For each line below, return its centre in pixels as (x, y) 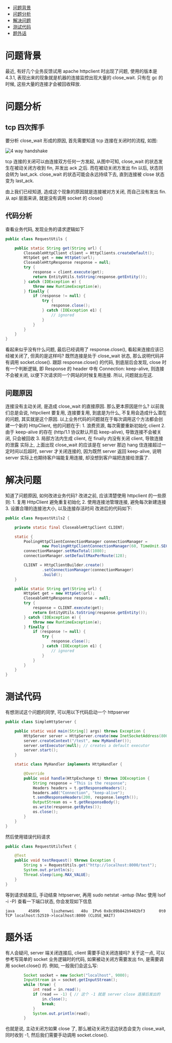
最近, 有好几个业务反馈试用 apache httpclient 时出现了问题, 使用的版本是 (81, 71)
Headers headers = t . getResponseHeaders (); (80, 788)
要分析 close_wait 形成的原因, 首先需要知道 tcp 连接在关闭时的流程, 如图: (81, 140)
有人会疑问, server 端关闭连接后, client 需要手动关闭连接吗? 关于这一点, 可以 (85, 953)
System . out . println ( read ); (61, 1013)
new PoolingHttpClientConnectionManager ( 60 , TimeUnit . (101, 546)
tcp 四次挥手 (25, 127)
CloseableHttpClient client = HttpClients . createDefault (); (89, 253)
